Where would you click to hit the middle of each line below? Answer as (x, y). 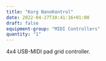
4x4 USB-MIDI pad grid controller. (48, 51)
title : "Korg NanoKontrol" (40, 12)
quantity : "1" (24, 34)
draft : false (22, 23)
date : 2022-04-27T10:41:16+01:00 (48, 18)
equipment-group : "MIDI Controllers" (53, 29)
